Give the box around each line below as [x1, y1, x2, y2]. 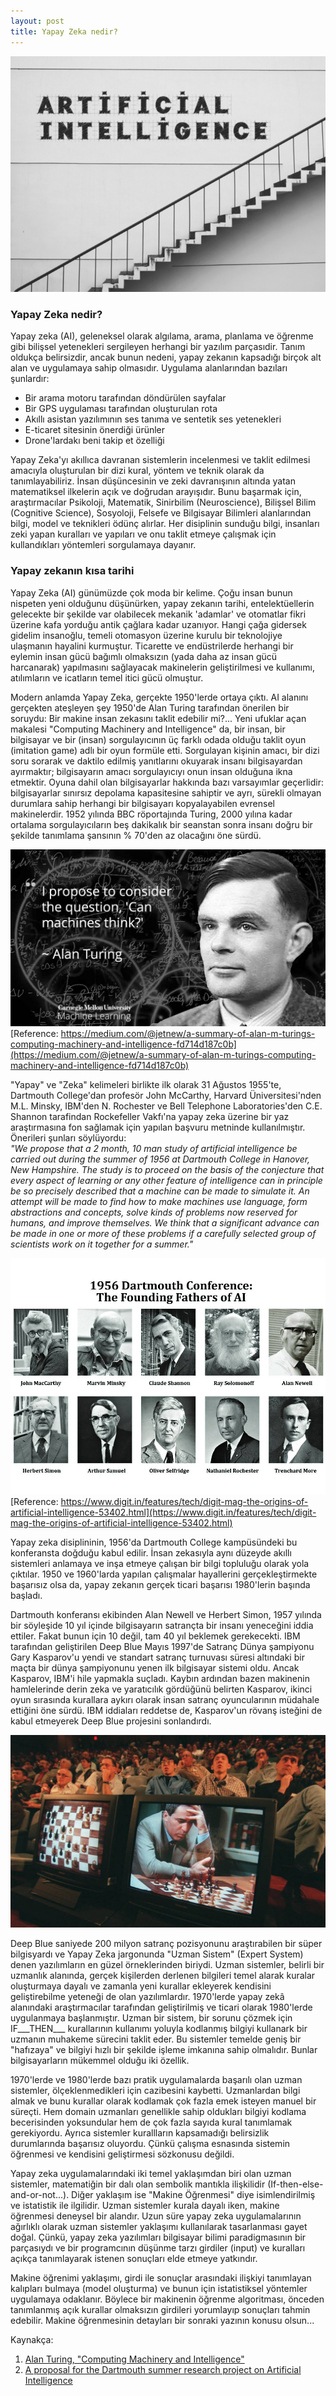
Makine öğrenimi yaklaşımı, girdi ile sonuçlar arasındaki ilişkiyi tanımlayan [10, 2271, 312, 2284]
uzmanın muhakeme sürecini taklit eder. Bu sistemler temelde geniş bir [10, 2033, 302, 2045]
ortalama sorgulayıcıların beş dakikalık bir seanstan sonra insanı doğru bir [10, 818, 313, 830]
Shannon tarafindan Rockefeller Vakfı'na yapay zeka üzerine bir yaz [10, 1111, 290, 1123]
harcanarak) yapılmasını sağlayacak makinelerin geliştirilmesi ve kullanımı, [10, 661, 315, 673]
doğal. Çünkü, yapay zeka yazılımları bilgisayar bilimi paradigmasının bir [10, 2231, 307, 2243]
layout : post [10, 16, 65, 26]
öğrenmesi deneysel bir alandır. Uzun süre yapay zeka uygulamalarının [10, 2210, 302, 2222]
